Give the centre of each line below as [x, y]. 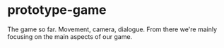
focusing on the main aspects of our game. [70, 36]
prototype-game [57, 10]
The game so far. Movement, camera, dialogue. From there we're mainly [112, 29]
